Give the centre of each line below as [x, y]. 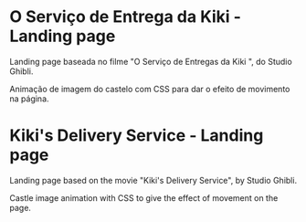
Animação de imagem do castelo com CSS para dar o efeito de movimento [150, 89]
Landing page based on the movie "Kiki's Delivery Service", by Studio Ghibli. [153, 180]
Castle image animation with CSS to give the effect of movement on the [144, 197]
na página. [29, 99]
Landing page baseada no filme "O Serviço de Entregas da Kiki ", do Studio [151, 61]
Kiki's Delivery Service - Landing [137, 136]
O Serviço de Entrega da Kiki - [126, 17]
